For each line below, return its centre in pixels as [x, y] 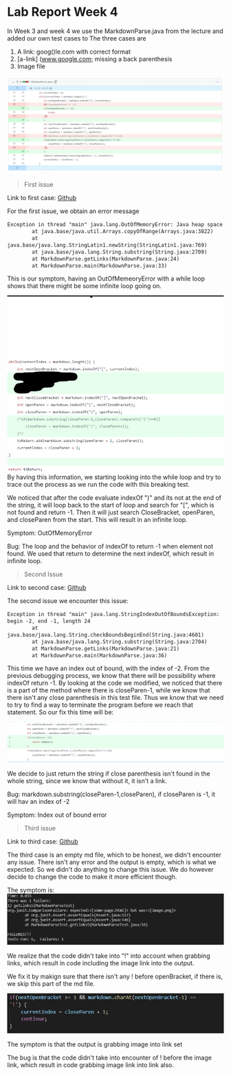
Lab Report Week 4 [63, 12]
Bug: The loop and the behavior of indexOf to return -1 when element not [110, 546]
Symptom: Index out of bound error [57, 815]
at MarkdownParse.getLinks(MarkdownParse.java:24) [106, 259]
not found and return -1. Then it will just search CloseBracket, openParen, [111, 512]
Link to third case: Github [43, 841]
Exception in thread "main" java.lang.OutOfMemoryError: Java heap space [115, 225]
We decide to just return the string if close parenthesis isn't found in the [109, 773]
